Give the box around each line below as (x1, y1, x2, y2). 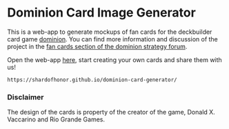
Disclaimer (7, 92, 44, 101)
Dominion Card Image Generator (7, 5, 197, 21)
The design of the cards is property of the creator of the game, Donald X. (7, 108, 215, 117)
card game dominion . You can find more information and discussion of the (7, 34, 219, 43)
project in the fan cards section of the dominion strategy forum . (7, 42, 188, 50)
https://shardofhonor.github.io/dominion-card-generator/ (7, 76, 177, 83)
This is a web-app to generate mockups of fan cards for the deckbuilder (7, 28, 212, 36)
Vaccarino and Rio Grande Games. (7, 115, 106, 123)
